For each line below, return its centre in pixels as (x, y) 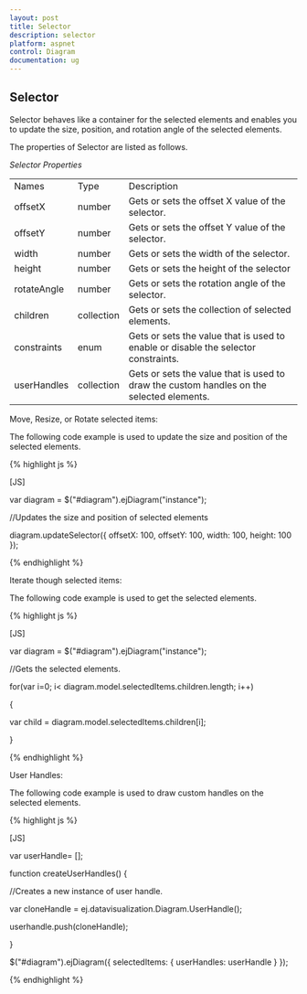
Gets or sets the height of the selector (209, 268)
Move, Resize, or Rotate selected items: (84, 419)
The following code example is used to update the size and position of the (148, 436)
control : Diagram (42, 52)
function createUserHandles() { (69, 873)
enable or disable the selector (192, 347)
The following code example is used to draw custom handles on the (137, 793)
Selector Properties (46, 165)
